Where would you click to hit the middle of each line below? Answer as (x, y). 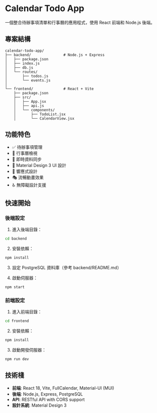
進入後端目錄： (27, 229)
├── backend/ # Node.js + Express (55, 55)
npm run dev (17, 359)
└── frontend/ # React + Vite (50, 89)
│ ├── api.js (29, 106)
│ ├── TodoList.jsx (40, 114)
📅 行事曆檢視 (25, 153)
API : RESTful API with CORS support (48, 399)
